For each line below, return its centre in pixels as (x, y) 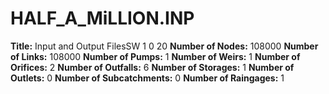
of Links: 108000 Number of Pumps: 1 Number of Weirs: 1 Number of (155, 56)
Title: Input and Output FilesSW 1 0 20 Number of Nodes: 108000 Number (164, 46)
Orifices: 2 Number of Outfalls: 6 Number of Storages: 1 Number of (152, 67)
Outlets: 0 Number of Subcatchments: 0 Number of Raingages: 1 (147, 78)
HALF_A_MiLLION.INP (102, 18)
